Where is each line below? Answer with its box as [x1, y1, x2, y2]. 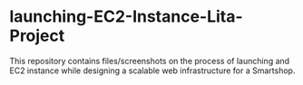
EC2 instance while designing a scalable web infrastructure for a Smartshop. [9, 65, 296, 76]
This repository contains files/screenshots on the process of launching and [9, 55, 290, 66]
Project [9, 25, 65, 46]
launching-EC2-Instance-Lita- [9, 6, 243, 27]
